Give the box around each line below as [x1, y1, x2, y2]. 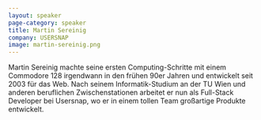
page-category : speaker [8, 19, 87, 27]
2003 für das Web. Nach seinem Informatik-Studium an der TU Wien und [8, 80, 246, 89]
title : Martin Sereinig [8, 26, 87, 34]
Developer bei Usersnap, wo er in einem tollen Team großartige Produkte [8, 96, 246, 106]
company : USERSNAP [8, 33, 69, 42]
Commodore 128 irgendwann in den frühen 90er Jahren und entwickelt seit [8, 71, 253, 81]
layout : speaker [8, 11, 62, 20]
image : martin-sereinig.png [8, 41, 101, 49]
